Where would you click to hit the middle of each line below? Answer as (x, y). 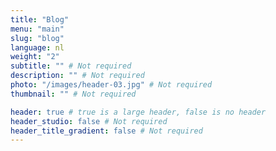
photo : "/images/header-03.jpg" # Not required (111, 85)
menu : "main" (37, 29)
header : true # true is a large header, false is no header (138, 112)
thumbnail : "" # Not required (73, 94)
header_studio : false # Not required (89, 121)
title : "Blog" (40, 19)
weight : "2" (35, 57)
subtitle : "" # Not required (71, 66)
